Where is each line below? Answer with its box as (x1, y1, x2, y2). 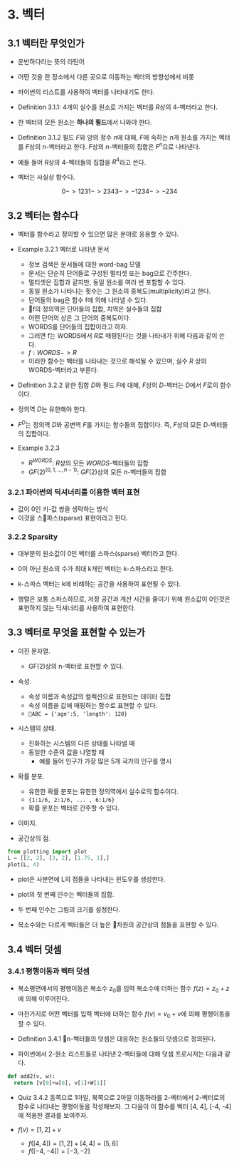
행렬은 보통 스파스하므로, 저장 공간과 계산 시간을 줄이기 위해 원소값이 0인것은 (17, 595, 231, 603)
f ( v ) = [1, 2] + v (17, 1126, 62, 1134)
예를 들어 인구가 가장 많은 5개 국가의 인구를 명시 (38, 756, 172, 765)
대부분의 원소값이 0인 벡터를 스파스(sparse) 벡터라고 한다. (17, 549, 179, 557)
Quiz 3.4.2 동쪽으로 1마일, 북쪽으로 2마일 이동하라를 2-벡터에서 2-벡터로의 (17, 1094, 225, 1102)
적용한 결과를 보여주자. (25, 1111, 89, 1120)
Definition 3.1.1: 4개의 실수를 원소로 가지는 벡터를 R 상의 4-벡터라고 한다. (17, 103, 218, 111)
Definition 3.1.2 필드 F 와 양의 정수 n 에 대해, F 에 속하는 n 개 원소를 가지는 (17, 133, 218, 141)
